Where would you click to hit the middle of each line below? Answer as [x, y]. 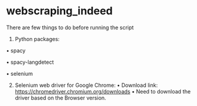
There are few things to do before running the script [70, 27]
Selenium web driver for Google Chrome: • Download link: [86, 85]
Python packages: [37, 39]
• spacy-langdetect [30, 62]
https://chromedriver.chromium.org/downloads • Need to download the [103, 91]
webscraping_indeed [59, 11]
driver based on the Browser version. [60, 98]
